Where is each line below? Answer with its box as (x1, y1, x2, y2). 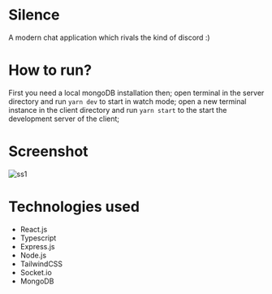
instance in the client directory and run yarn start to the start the (8, 105, 227, 115)
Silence (8, 6, 60, 24)
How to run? (8, 61, 92, 80)
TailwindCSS (19, 258, 63, 269)
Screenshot (8, 142, 89, 161)
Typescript (19, 233, 57, 243)
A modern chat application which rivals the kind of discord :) (8, 32, 210, 42)
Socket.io (19, 267, 53, 277)
